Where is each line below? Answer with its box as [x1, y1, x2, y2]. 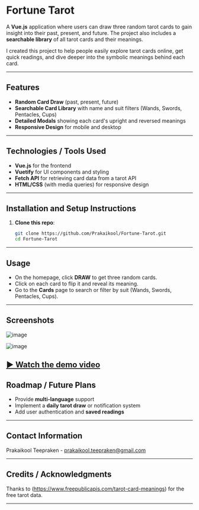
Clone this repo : [14, 219, 55, 226]
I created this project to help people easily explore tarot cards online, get [6, 47, 184, 54]
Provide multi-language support [14, 395, 95, 403]
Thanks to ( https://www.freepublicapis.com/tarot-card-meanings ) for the [6, 485, 185, 492]
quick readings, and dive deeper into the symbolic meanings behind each [6, 53, 185, 60]
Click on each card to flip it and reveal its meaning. [14, 280, 139, 287]
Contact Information [6, 431, 83, 441]
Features [6, 82, 40, 92]
